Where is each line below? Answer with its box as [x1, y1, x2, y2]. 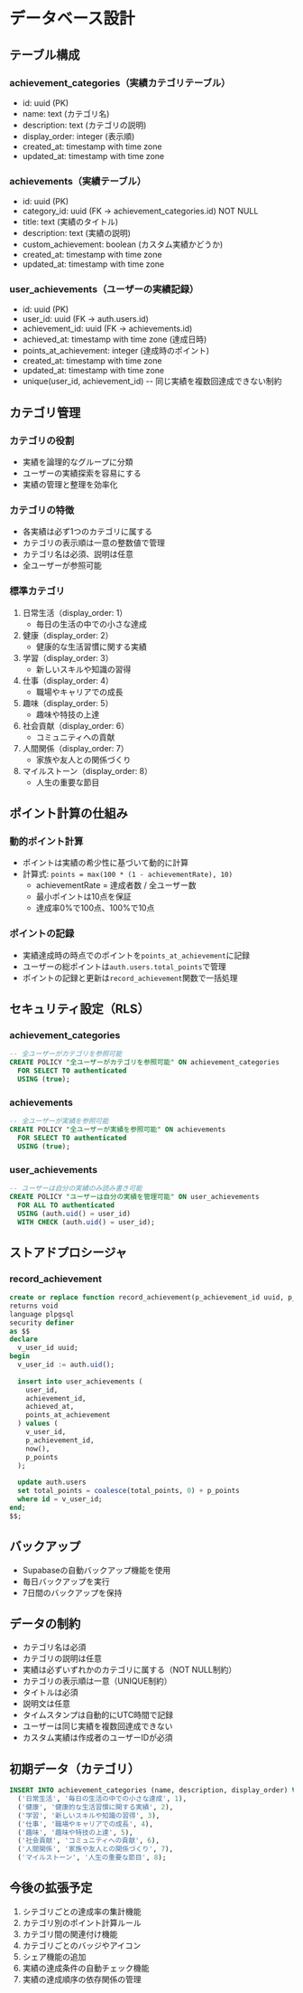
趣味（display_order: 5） [22, 697, 114, 708]
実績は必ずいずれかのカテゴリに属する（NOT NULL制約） [22, 1665, 237, 1676]
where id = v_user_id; [17, 1495, 103, 1504]
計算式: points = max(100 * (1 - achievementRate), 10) [22, 869, 233, 880]
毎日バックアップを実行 [22, 1575, 110, 1587]
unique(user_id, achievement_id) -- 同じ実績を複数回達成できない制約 [22, 376, 282, 387]
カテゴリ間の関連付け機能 [22, 1928, 118, 1940]
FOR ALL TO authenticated [17, 1200, 115, 1210]
